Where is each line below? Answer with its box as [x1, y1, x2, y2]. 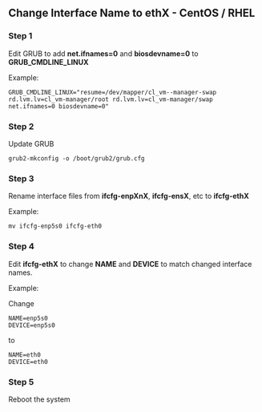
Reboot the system [8, 394, 71, 404]
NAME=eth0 [8, 350, 42, 359]
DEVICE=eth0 [8, 357, 48, 366]
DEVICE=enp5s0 [8, 321, 56, 329]
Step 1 [8, 30, 33, 42]
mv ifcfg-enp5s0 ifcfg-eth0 [8, 222, 103, 231]
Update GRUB [8, 139, 54, 148]
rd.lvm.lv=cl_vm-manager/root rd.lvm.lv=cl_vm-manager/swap [8, 95, 214, 103]
